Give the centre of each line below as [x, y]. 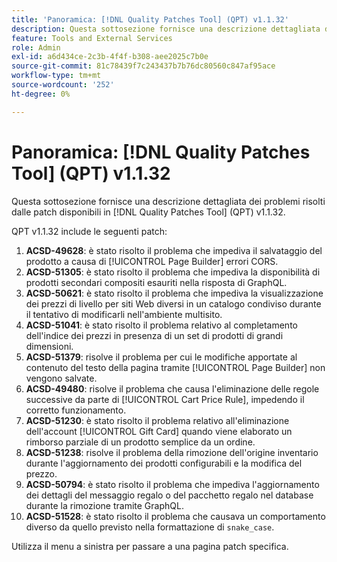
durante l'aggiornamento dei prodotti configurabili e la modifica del [164, 463]
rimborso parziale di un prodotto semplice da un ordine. [140, 442]
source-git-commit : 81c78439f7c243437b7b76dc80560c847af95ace [143, 66]
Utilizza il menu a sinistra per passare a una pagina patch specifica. [150, 546]
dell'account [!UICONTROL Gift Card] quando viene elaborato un [159, 431]
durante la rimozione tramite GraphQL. [104, 505]
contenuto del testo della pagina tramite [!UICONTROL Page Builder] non [175, 367]
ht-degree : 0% [41, 94]
